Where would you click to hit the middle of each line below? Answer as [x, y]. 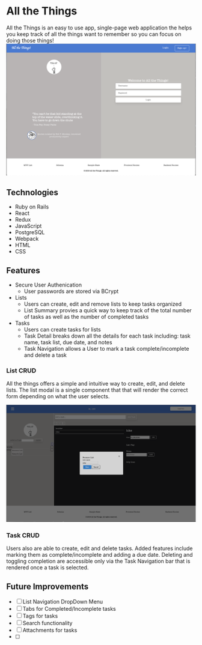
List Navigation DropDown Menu [63, 601]
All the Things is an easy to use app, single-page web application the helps [99, 28]
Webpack [27, 239]
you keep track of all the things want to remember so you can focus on [94, 34]
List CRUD [21, 371]
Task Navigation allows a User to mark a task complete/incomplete [106, 348]
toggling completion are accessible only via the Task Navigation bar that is [98, 561]
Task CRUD [23, 535]
